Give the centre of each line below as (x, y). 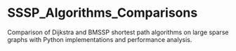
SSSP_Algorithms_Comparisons (103, 13)
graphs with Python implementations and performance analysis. (100, 39)
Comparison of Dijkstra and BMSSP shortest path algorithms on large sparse (118, 32)
